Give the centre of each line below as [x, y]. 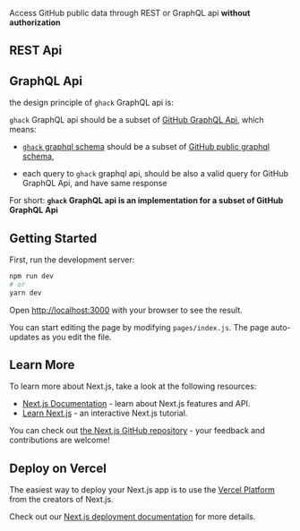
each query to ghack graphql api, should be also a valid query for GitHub [155, 174]
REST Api [36, 51]
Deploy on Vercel [58, 468]
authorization [35, 22]
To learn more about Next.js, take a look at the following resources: [133, 386]
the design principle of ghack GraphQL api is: [92, 103]
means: [23, 130]
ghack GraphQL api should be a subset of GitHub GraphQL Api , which [137, 120]
